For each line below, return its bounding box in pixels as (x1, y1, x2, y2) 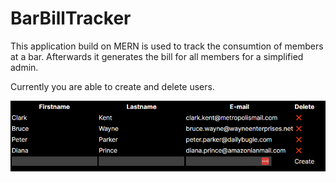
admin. (10, 61, 39, 73)
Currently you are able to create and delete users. (10, 80, 215, 92)
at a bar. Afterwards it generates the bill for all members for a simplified (10, 50, 304, 62)
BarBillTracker (10, 7, 132, 30)
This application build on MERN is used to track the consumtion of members (10, 40, 324, 52)
